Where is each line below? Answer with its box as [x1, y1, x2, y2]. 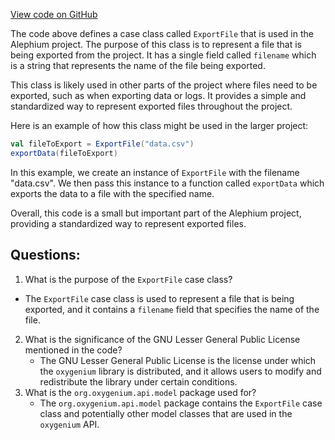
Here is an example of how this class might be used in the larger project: [10, 120, 309, 131]
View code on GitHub [10, 9, 98, 20]
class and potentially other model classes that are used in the [39, 407, 293, 419]
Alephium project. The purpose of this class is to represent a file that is [10, 39, 302, 50]
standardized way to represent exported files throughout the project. [10, 100, 293, 112]
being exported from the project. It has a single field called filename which [10, 49, 317, 61]
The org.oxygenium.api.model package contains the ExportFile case [39, 397, 323, 409]
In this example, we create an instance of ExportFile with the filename [10, 166, 300, 178]
